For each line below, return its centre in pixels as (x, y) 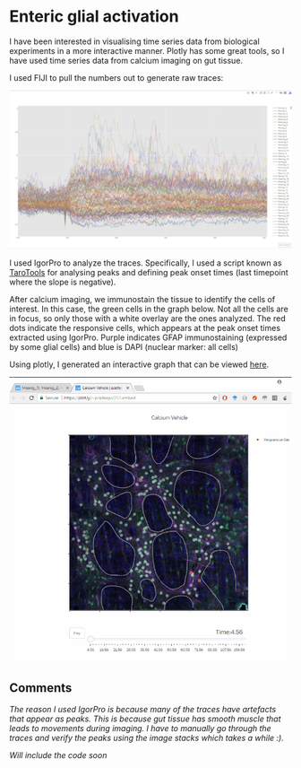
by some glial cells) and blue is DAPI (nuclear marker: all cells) (124, 346)
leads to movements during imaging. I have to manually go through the (140, 729)
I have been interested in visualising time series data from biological (134, 41)
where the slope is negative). (63, 282)
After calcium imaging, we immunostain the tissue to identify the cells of (142, 299)
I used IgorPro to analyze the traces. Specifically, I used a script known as (146, 263)
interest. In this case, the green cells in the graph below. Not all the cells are (149, 309)
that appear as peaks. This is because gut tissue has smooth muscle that (145, 719)
